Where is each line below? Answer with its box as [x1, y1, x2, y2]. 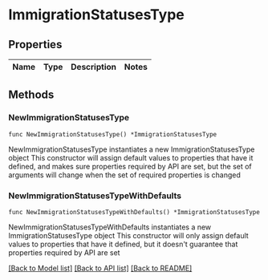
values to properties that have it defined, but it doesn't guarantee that [8, 239, 238, 249]
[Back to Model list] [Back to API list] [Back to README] [8, 263, 193, 273]
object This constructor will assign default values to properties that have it [8, 152, 254, 162]
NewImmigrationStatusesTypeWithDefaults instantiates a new [8, 222, 212, 232]
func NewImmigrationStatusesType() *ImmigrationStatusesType [8, 130, 217, 138]
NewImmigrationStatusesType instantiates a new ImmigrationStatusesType [8, 144, 255, 154]
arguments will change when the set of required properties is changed [8, 170, 241, 180]
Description [71, 62, 116, 72]
